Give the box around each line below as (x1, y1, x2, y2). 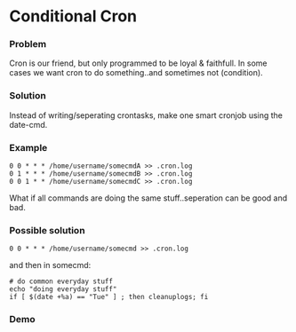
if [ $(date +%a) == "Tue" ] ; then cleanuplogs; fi (9, 293, 209, 302)
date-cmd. (9, 119, 48, 130)
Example (9, 141, 48, 154)
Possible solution (9, 225, 86, 236)
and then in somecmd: (9, 260, 92, 271)
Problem (9, 38, 47, 51)
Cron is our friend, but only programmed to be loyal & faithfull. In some (9, 58, 268, 68)
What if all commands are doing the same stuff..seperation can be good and (9, 193, 288, 203)
